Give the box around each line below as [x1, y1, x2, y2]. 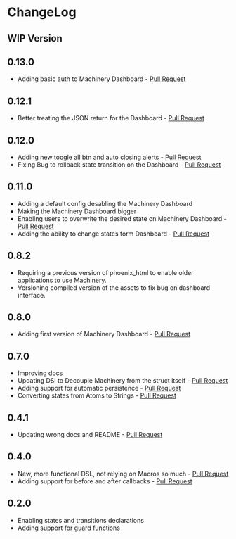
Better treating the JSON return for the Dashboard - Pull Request [17, 114, 205, 122]
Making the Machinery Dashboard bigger [17, 207, 137, 215]
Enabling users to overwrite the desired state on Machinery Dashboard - [17, 214, 227, 222]
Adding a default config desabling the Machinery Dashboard [17, 199, 193, 208]
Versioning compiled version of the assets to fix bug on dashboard [17, 283, 211, 292]
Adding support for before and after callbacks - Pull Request [17, 476, 193, 486]
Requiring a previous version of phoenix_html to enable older [17, 268, 195, 277]
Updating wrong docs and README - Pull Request [17, 431, 163, 439]
